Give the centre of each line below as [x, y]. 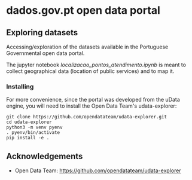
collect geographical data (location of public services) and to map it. [90, 71]
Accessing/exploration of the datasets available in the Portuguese [87, 47]
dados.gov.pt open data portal [83, 10]
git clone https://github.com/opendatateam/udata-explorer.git [87, 117]
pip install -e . [28, 138]
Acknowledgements [45, 156]
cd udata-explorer [29, 122]
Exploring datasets [42, 33]
